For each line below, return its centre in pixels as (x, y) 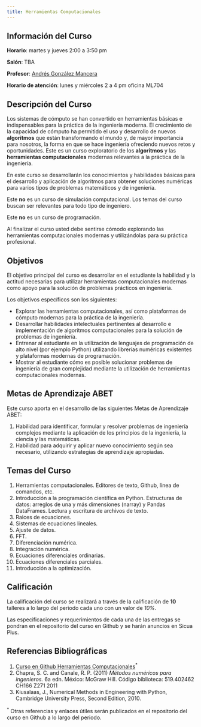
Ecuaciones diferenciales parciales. (59, 561)
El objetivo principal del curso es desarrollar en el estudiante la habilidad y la (101, 275)
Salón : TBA (21, 62)
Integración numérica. (42, 549)
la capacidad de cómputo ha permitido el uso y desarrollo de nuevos (91, 131)
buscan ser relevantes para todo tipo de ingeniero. (69, 206)
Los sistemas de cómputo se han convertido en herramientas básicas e (95, 119)
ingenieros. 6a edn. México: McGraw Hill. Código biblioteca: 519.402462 (105, 679)
